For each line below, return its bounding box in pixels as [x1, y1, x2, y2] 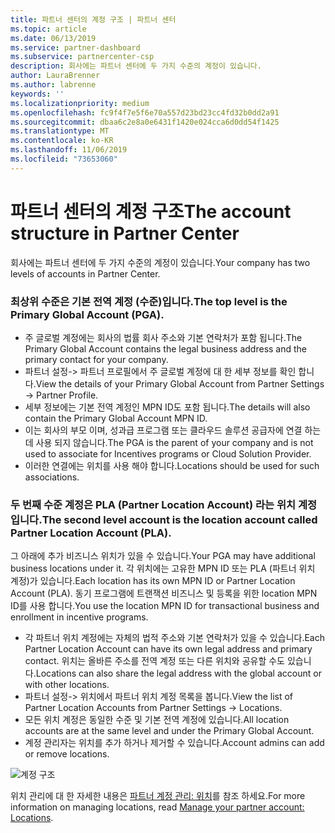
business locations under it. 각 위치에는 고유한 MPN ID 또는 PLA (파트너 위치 [10, 562, 316, 575]
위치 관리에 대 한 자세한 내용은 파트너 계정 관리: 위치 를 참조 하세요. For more [10, 790, 306, 802]
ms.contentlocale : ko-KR [10, 136, 114, 146]
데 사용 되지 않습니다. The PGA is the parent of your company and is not [24, 436, 314, 448]
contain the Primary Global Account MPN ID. [24, 412, 208, 424]
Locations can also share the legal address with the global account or [35, 667, 322, 680]
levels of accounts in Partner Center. [10, 267, 161, 280]
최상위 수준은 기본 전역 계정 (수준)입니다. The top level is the [10, 294, 288, 308]
